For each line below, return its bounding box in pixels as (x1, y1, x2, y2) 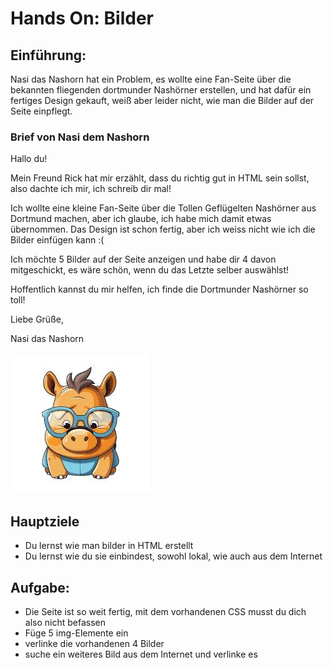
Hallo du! (10, 153, 48, 165)
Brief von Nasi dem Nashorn (10, 130, 150, 144)
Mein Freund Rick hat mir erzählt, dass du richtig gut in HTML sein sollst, (10, 172, 310, 184)
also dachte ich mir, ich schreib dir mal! (10, 183, 172, 195)
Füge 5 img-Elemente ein (24, 627, 129, 639)
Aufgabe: (10, 579, 70, 596)
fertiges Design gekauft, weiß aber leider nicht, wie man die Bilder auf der (10, 95, 315, 106)
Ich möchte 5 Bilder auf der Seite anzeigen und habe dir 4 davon (10, 253, 277, 266)
